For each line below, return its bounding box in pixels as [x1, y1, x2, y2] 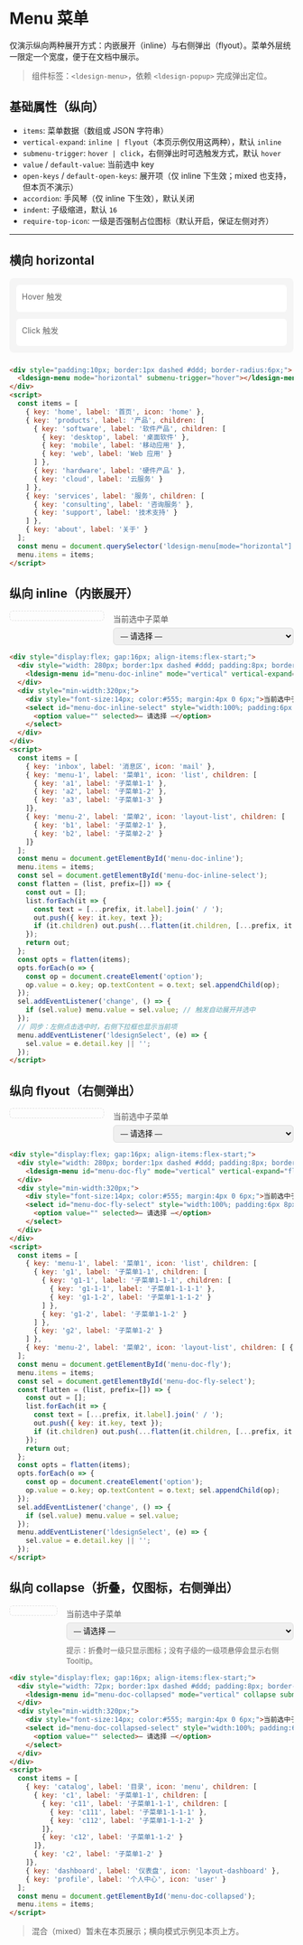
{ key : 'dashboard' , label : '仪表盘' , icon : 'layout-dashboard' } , [25, 1866, 280, 1875]
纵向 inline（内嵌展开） [9, 585, 139, 601]
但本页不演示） [22, 182, 78, 192]
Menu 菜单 [9, 8, 89, 29]
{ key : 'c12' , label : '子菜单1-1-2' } [41, 1833, 183, 1842]
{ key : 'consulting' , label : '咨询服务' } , [32, 500, 194, 509]
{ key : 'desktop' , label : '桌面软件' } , [41, 433, 190, 442]
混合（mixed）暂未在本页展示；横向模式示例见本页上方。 [31, 1926, 244, 1937]
